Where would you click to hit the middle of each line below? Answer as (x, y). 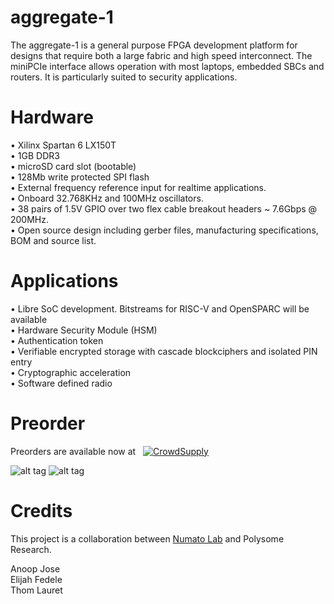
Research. (31, 549)
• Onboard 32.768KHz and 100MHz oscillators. (107, 198)
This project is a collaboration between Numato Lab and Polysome (147, 538)
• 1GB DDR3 (35, 155)
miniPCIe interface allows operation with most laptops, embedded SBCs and (167, 66)
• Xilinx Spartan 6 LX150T (63, 145)
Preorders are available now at (73, 451)
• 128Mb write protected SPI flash (80, 177)
